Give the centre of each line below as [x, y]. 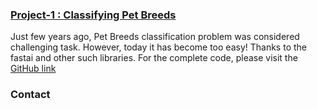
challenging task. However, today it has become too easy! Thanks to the [158, 47]
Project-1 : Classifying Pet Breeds [93, 15]
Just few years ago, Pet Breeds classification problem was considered [155, 37]
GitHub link [33, 69]
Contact [30, 95]
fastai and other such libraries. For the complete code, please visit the [154, 58]
